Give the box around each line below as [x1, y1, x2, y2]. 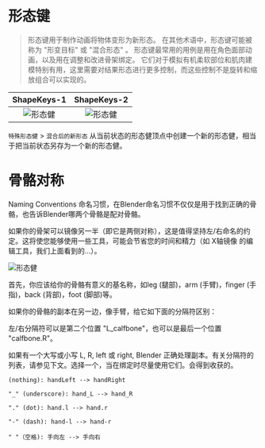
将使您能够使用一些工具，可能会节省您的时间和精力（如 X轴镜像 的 [29, 236, 247, 245]
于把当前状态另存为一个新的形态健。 [8, 141, 127, 150]
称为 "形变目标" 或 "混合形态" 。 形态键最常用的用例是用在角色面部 [27, 44, 246, 54]
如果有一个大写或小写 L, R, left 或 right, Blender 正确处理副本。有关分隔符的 [8, 350, 254, 360]
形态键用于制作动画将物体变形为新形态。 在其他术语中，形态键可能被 [27, 35, 252, 44]
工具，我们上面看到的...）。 [14, 245, 102, 255]
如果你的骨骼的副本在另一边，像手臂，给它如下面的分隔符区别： [8, 307, 217, 316]
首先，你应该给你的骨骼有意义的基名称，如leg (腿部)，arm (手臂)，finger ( [8, 280, 250, 289]
